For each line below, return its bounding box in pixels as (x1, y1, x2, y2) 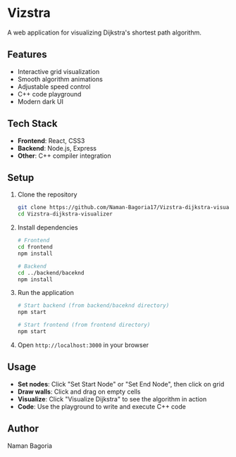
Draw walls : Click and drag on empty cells (17, 387, 141, 396)
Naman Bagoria (7, 442, 53, 450)
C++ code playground (17, 89, 82, 98)
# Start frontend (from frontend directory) (17, 322, 151, 329)
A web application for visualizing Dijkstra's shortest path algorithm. (7, 28, 202, 37)
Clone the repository (17, 190, 77, 199)
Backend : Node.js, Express (17, 144, 97, 152)
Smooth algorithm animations (17, 75, 104, 83)
